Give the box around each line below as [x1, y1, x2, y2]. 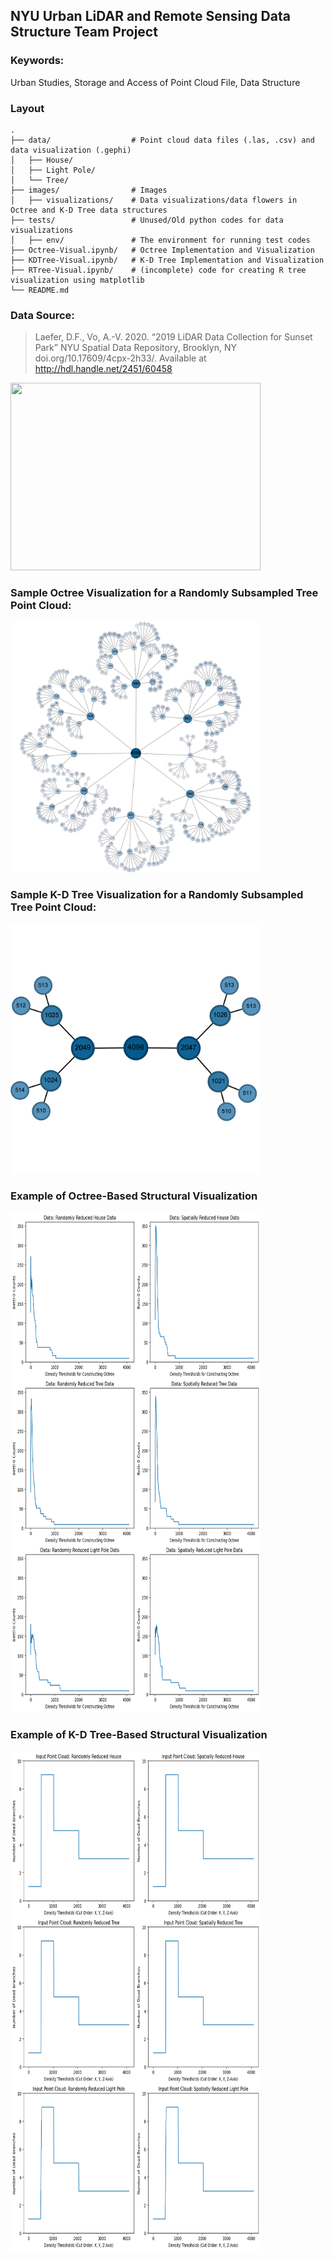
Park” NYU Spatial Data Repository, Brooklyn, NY [34, 342, 237, 354]
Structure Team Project [10, 24, 158, 41]
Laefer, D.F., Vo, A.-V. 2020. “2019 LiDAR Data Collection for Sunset [34, 331, 313, 343]
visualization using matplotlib [10, 275, 145, 285]
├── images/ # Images [10, 185, 168, 195]
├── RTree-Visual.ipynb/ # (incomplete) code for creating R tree [10, 265, 307, 275]
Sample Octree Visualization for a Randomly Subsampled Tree [10, 586, 319, 600]
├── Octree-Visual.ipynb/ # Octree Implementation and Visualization [10, 245, 315, 255]
